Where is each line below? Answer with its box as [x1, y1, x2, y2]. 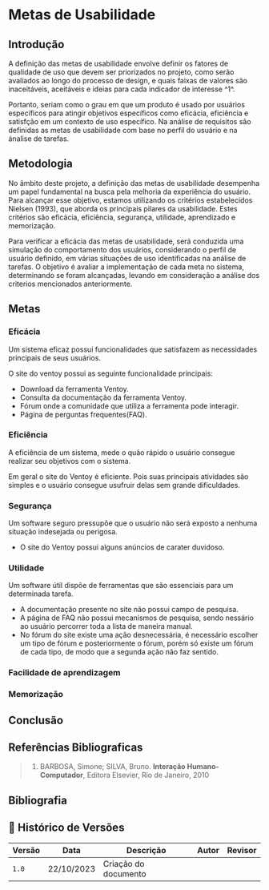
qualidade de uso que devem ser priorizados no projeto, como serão [8, 67, 235, 77]
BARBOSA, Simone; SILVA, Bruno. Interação [39, 762, 186, 771]
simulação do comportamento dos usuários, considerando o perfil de [8, 244, 237, 254]
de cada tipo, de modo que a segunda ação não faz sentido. [19, 647, 219, 657]
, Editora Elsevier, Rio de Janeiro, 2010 [82, 771, 210, 780]
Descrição [126, 844, 167, 856]
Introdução [8, 38, 65, 51]
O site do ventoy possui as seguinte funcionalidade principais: [8, 368, 214, 378]
